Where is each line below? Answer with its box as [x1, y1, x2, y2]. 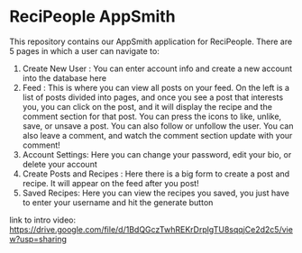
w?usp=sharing [9, 233, 68, 244]
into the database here [22, 72, 106, 83]
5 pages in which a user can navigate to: [9, 45, 160, 56]
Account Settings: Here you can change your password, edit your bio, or [22, 149, 292, 159]
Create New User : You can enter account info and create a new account [22, 63, 293, 74]
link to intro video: [9, 214, 77, 225]
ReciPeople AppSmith [9, 6, 176, 27]
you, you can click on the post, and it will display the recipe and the [22, 101, 273, 112]
